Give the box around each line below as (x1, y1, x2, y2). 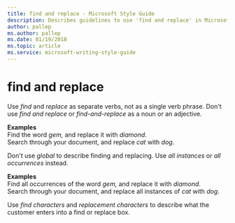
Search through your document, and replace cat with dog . (7, 137, 175, 146)
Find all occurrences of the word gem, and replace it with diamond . (7, 179, 201, 188)
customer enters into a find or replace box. (7, 208, 131, 216)
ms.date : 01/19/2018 (7, 36, 68, 43)
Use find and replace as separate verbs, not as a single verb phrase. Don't (7, 102, 222, 110)
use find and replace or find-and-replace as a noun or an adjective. (7, 109, 202, 118)
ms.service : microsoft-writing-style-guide (7, 49, 136, 56)
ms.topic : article (7, 43, 61, 49)
